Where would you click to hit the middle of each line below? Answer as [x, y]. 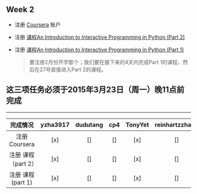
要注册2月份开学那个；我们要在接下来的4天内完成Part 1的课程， [106, 62]
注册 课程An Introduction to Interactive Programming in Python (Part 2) [100, 37]
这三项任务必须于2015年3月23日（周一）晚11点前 [95, 90]
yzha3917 [55, 125]
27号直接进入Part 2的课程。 [73, 69]
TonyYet [137, 125]
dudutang [89, 125]
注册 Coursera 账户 [38, 24]
